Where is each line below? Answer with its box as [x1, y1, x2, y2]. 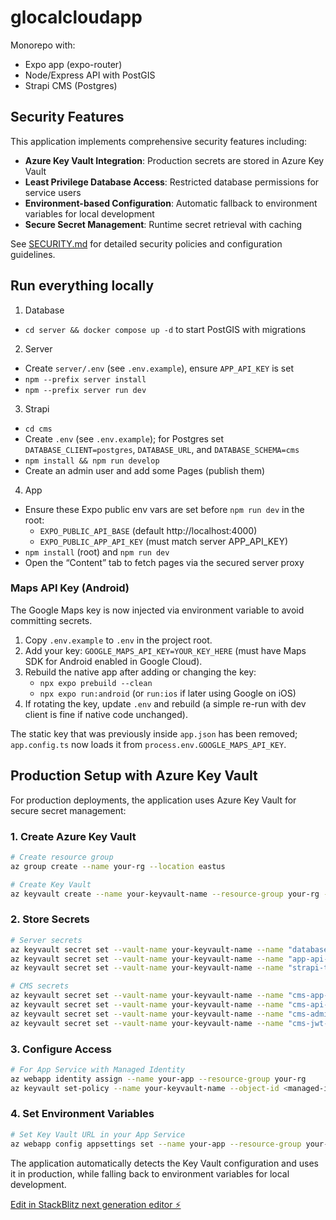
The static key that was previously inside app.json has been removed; [10, 727, 298, 740]
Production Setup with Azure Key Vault [10, 767, 258, 785]
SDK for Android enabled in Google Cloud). [24, 655, 203, 667]
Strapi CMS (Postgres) [24, 79, 118, 91]
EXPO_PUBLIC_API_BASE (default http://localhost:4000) [39, 524, 258, 536]
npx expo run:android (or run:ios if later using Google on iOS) [39, 687, 297, 699]
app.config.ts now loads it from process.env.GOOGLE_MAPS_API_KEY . [10, 738, 287, 750]
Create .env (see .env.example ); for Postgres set [24, 432, 224, 445]
